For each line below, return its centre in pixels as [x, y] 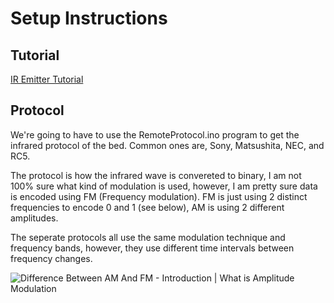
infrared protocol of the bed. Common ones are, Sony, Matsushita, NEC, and [167, 145]
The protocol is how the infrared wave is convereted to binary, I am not [156, 175]
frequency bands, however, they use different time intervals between [152, 248]
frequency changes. [51, 258]
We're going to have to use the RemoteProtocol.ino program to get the [155, 134]
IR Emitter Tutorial [47, 79]
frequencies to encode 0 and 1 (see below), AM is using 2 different [147, 207]
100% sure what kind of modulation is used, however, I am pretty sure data [164, 186]
